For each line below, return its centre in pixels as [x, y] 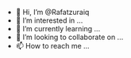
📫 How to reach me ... [52, 46]
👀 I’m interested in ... [49, 20]
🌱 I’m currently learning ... [58, 29]
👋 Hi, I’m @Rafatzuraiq [52, 12]
